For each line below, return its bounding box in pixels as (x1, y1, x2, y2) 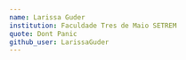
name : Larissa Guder (9, 12, 86, 22)
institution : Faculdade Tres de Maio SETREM (9, 21, 177, 30)
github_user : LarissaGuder (9, 37, 109, 47)
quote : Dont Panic (9, 29, 77, 38)
